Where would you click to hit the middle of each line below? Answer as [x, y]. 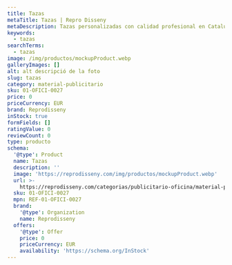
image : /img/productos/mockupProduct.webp [69, 59]
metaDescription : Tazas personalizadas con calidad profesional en [106, 26]
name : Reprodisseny [48, 219]
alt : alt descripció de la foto [54, 71]
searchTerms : [26, 46]
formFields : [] [29, 122]
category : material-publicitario [55, 84]
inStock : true [28, 116]
